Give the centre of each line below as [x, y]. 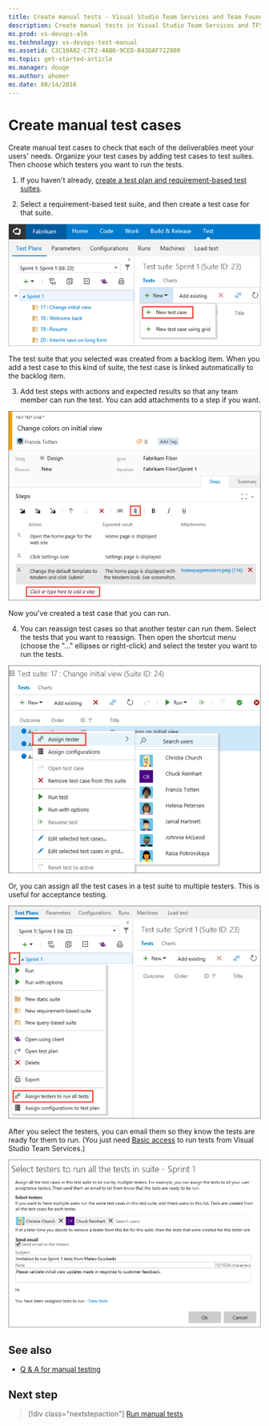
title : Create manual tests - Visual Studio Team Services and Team [125, 17]
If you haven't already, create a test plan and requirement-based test [133, 179]
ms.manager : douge [39, 68]
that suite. [36, 212]
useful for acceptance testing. [58, 894]
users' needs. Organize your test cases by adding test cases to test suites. [131, 155]
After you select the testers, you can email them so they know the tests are [132, 1132]
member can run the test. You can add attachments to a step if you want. [140, 400]
